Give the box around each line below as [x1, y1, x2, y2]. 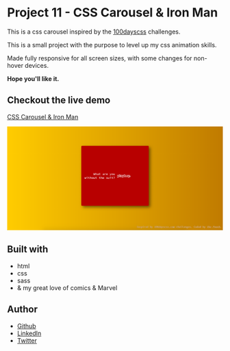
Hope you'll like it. [7, 74, 60, 83]
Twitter [16, 336, 38, 344]
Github [16, 322, 36, 330]
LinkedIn [16, 329, 42, 337]
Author [7, 304, 38, 315]
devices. [25, 61, 49, 69]
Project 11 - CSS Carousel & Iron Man [7, 5, 218, 21]
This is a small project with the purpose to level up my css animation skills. [7, 40, 217, 49]
